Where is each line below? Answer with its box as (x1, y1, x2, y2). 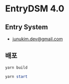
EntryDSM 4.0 (5, 3, 65, 14)
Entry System (5, 23, 48, 31)
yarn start (5, 74, 28, 79)
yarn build (5, 65, 28, 70)
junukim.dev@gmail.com (12, 36, 63, 42)
